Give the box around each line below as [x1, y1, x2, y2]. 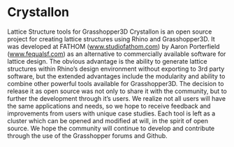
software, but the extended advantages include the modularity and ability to [7, 71, 226, 80]
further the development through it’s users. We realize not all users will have [7, 94, 226, 102]
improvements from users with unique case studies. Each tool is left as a [7, 109, 216, 118]
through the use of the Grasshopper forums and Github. [7, 131, 168, 140]
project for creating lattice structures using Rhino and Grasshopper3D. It [7, 34, 215, 43]
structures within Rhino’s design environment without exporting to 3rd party [7, 64, 225, 73]
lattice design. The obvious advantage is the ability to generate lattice [7, 57, 207, 65]
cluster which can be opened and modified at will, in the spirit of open [7, 116, 208, 125]
